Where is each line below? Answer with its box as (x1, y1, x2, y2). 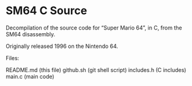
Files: (6, 54, 20, 61)
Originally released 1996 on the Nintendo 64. (6, 42, 119, 50)
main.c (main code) (6, 72, 54, 80)
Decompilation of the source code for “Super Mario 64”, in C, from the (6, 24, 182, 31)
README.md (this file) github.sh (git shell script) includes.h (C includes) (6, 66, 186, 74)
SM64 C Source (6, 4, 87, 18)
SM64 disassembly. (6, 30, 56, 37)
